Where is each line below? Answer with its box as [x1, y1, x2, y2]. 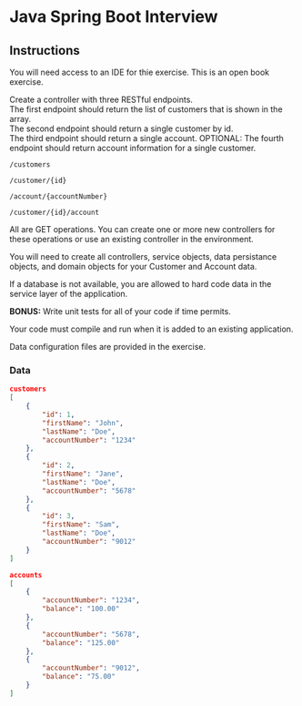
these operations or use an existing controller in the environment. [9, 234, 255, 244]
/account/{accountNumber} [9, 192, 107, 201]
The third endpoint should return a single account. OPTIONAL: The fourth [9, 133, 285, 143]
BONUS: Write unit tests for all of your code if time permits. [9, 306, 232, 316]
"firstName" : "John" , [42, 418, 125, 427]
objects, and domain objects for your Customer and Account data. [9, 261, 257, 271]
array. [9, 114, 32, 124]
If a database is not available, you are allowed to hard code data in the [9, 279, 272, 289]
